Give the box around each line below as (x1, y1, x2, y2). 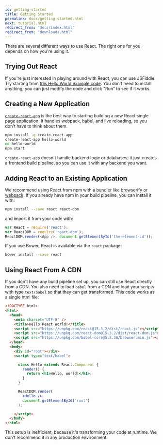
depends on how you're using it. (5, 48, 69, 54)
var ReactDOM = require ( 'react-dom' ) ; (5, 229, 83, 234)
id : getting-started (5, 7, 47, 12)
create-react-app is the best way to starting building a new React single (5, 112, 149, 118)
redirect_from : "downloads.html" (5, 30, 73, 35)
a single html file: (5, 294, 39, 300)
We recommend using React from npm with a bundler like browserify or (5, 187, 148, 193)
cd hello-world (5, 142, 36, 147)
